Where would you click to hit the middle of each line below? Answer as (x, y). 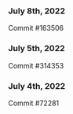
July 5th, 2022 (36, 49)
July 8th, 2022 (36, 11)
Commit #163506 (36, 28)
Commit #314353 (36, 65)
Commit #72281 (34, 103)
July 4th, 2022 (37, 86)
